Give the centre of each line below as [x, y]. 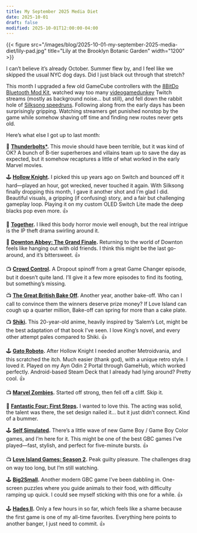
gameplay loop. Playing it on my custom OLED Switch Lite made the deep [95, 204]
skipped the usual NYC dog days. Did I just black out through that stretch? [95, 75]
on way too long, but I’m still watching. [52, 468]
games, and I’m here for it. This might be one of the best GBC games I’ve [94, 439]
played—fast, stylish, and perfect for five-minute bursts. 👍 [77, 445]
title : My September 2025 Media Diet [52, 11]
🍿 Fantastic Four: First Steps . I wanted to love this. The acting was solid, [94, 406]
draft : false [22, 22]
